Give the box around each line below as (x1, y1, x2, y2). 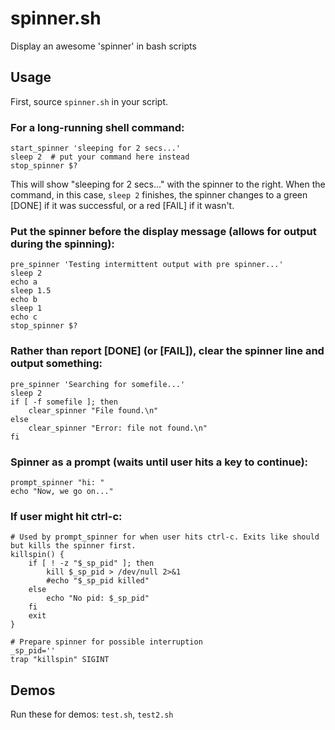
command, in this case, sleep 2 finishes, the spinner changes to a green (10, 189, 308, 201)
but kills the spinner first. (10, 541, 137, 551)
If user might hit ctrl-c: (10, 509, 123, 523)
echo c (10, 312, 38, 322)
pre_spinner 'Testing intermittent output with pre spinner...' (10, 260, 284, 270)
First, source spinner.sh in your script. (10, 95, 169, 107)
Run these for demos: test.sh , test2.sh (10, 708, 174, 721)
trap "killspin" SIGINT (10, 655, 110, 665)
